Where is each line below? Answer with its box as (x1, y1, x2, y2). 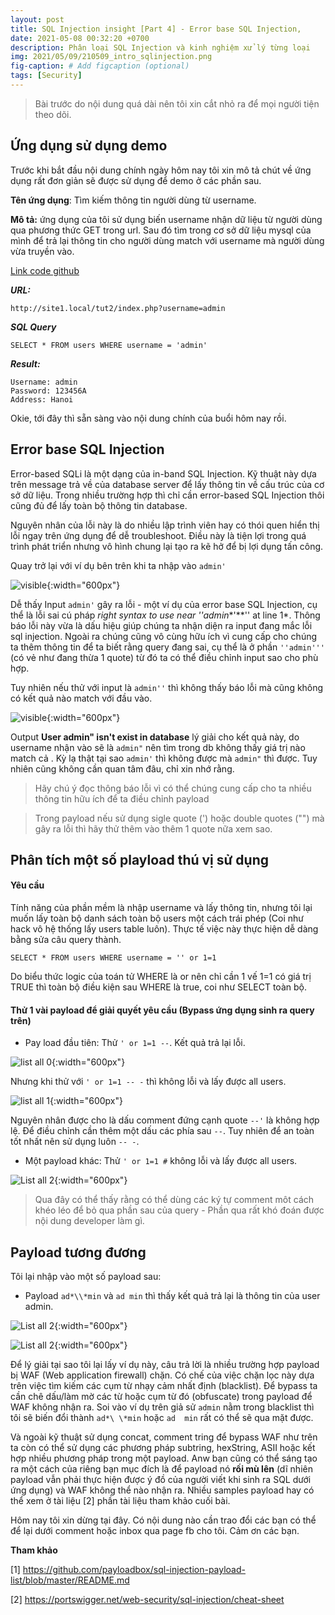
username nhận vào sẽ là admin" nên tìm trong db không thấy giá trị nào (10, 741, 306, 753)
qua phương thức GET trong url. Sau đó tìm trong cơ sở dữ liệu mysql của (10, 224, 312, 236)
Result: (10, 357, 41, 370)
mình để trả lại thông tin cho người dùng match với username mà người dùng (10, 234, 325, 246)
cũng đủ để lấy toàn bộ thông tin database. (10, 499, 188, 511)
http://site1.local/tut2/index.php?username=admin (10, 303, 226, 313)
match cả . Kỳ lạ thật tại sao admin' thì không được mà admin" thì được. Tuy (10, 752, 318, 764)
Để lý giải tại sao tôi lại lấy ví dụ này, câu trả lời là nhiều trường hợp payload (10, 1359, 320, 1371)
